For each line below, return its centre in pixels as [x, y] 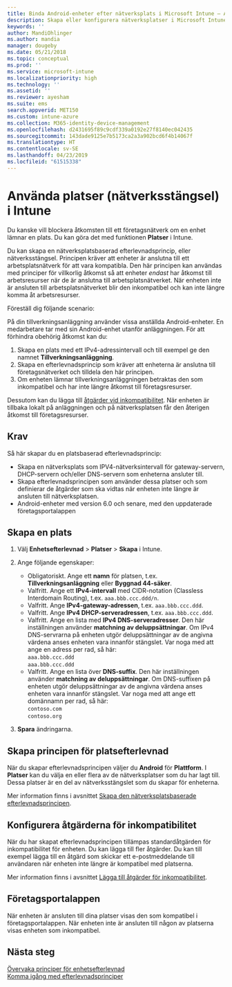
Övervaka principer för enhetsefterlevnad [66, 969]
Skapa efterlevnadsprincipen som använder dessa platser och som [112, 481]
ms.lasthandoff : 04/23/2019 [48, 155]
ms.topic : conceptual [38, 59]
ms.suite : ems [28, 104]
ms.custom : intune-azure [43, 116]
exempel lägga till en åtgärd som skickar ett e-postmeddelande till [101, 856]
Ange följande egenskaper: [56, 562]
